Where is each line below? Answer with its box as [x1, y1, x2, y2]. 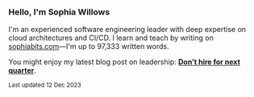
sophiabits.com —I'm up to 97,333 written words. [8, 42, 169, 51]
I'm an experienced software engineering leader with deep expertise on [8, 25, 247, 34]
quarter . [8, 66, 36, 75]
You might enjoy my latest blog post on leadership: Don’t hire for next [8, 57, 240, 67]
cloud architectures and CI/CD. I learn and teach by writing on [8, 33, 214, 42]
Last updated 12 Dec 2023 [8, 81, 82, 90]
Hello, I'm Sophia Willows [8, 6, 110, 18]
